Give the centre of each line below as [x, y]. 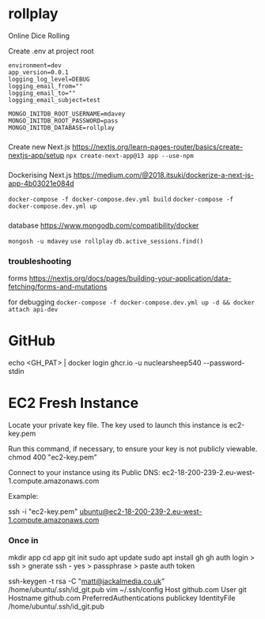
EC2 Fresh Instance [74, 403]
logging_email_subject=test [55, 100]
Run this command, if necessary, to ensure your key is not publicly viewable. [133, 448]
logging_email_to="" [42, 93]
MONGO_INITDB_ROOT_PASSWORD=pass [63, 121]
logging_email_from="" [45, 86]
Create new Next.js [40, 146]
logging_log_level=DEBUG [49, 79]
